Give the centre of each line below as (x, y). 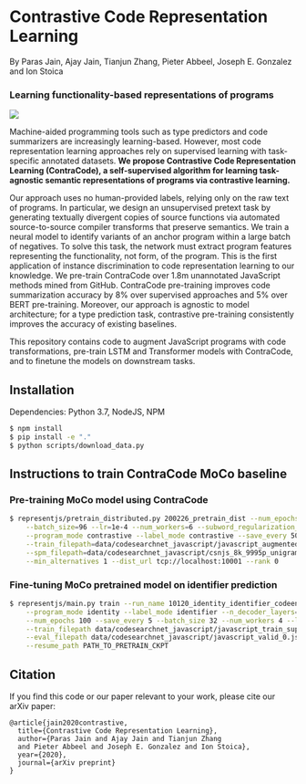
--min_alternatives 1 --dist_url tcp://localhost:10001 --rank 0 (153, 561)
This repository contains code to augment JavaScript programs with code (148, 342)
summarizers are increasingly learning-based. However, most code (136, 141)
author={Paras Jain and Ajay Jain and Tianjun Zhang (120, 738)
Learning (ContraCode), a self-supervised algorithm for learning (133, 171)
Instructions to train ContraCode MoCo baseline (148, 474)
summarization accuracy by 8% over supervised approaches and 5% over (149, 295)
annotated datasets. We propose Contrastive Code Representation (168, 161)
